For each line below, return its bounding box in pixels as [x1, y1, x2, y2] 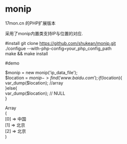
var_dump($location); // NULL [5, 90, 65, 96]
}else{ [5, 85, 18, 91]
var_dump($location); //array [5, 80, 64, 86]
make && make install [5, 50, 48, 57]
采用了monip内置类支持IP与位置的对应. [5, 30, 83, 36]
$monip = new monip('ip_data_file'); [5, 69, 77, 75]
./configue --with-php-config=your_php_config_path [5, 45, 112, 51]
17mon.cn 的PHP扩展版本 [5, 20, 56, 26]
